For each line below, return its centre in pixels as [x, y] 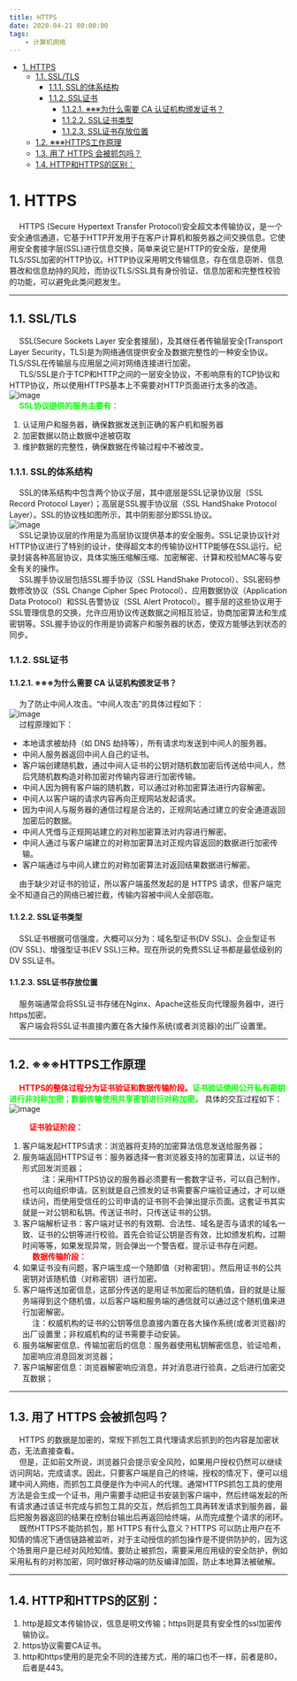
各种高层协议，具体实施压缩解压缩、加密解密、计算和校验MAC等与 [154, 558]
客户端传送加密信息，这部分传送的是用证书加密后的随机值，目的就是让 [150, 1290]
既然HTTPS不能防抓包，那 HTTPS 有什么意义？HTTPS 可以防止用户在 [146, 1529]
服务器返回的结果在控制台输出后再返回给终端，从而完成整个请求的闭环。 [156, 1517]
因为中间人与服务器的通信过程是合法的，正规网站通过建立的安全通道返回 [153, 810]
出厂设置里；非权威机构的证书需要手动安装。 [103, 1334]
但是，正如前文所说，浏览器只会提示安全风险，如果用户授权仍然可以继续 [151, 1462]
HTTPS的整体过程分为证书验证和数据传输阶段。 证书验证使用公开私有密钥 [152, 1087]
